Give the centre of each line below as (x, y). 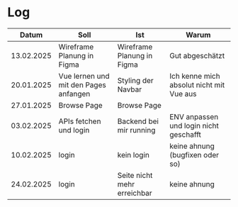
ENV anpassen (194, 116)
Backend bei (138, 121)
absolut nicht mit (197, 84)
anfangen (74, 94)
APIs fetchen (80, 121)
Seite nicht (135, 175)
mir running (136, 130)
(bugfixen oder (194, 155)
